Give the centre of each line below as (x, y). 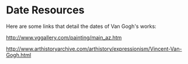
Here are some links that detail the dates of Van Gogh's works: (81, 26)
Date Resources (45, 10)
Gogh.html (19, 55)
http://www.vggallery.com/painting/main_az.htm (64, 37)
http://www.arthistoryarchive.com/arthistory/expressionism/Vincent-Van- (94, 49)
